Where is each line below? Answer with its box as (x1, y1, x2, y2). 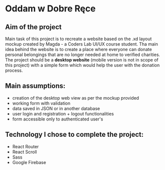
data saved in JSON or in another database (12, 105, 100, 112)
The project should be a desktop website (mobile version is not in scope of (5, 57, 159, 62)
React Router (12, 143, 39, 149)
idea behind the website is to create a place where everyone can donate (5, 47, 152, 52)
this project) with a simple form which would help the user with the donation (5, 62, 160, 68)
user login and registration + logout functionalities (12, 111, 114, 116)
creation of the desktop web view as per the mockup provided (12, 95, 139, 101)
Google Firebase (12, 159, 46, 165)
